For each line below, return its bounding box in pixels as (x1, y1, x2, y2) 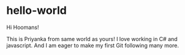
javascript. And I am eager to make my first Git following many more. (6, 42, 179, 49)
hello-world (6, 4, 67, 18)
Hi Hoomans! (6, 24, 39, 31)
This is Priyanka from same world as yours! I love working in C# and (6, 35, 178, 42)
